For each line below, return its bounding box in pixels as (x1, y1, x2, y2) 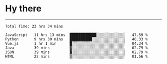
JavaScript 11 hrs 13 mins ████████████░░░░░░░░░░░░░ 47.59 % (5, 32, 148, 37)
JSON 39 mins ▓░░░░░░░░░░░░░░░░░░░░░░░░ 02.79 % (5, 50, 148, 55)
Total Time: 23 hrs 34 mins (5, 24, 64, 29)
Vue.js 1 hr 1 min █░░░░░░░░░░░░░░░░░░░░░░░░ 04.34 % (5, 41, 148, 46)
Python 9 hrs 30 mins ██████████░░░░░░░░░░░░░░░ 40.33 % (5, 36, 148, 42)
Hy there (5, 3, 42, 14)
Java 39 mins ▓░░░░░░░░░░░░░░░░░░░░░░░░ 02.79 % (5, 45, 148, 50)
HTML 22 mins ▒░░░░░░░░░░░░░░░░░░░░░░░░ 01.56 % (5, 54, 148, 59)
